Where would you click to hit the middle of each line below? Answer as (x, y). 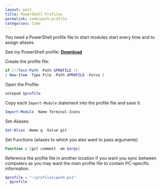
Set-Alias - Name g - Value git (36, 130)
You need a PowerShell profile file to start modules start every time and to (80, 37)
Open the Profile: (22, 84)
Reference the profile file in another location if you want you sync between (81, 158)
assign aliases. (20, 43)
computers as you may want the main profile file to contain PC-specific (77, 163)
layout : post (18, 10)
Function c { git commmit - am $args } (43, 148)
